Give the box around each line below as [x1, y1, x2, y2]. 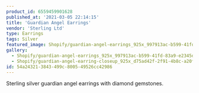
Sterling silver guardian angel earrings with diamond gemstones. [6, 80, 164, 87]
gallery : [6, 47, 28, 53]
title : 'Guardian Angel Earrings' [6, 20, 92, 25]
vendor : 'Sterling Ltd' [6, 25, 65, 31]
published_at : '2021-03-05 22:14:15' [6, 14, 99, 20]
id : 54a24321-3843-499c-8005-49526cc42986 [6, 63, 113, 70]
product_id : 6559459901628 [6, 8, 73, 15]
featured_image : [6, 42, 46, 48]
